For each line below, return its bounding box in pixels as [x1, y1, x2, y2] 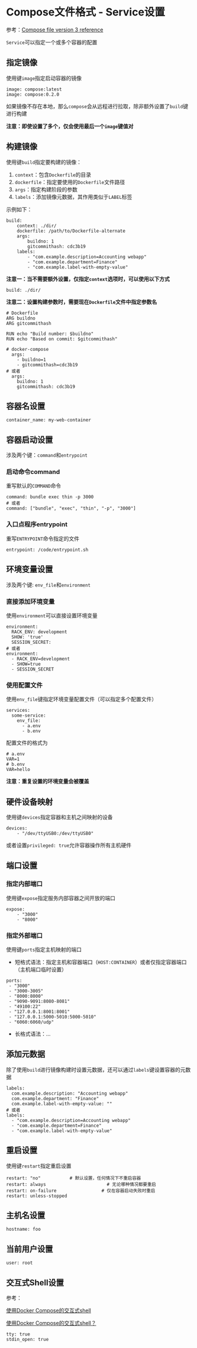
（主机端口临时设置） [14, 966, 67, 973]
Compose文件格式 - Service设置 [6, 5, 166, 19]
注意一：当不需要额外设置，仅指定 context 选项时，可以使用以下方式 [6, 275, 170, 282]
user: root [6, 1260, 33, 1266]
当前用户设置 [6, 1244, 53, 1254]
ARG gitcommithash [6, 320, 51, 326]
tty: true [6, 1331, 31, 1337]
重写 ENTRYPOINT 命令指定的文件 [6, 535, 80, 542]
